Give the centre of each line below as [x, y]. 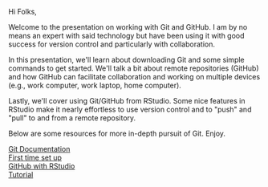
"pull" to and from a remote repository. [72, 118]
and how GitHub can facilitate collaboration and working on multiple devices [134, 77]
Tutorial [21, 175]
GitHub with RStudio [42, 166]
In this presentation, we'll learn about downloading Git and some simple [126, 60]
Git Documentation [39, 149]
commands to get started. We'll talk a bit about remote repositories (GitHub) [134, 68]
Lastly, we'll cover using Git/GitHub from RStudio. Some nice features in [127, 101]
